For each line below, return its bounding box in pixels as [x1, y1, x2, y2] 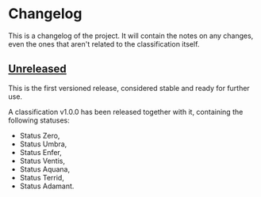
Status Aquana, [19, 164, 71, 174]
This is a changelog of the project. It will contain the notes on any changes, [8, 31, 254, 40]
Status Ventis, [19, 156, 66, 165]
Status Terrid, [19, 172, 65, 182]
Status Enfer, [19, 147, 62, 157]
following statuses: [8, 116, 70, 125]
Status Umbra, [19, 139, 67, 149]
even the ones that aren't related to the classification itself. [8, 39, 200, 48]
